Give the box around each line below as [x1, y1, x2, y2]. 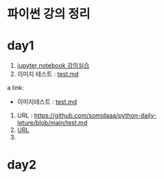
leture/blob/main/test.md [16, 119, 88, 127]
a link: [7, 83, 24, 92]
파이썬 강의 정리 [7, 6, 91, 22]
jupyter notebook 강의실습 [16, 61, 90, 70]
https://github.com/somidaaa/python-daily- [34, 111, 157, 120]
